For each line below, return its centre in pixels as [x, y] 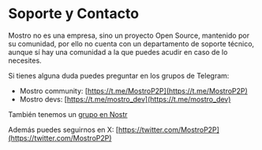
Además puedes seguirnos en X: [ [64, 130]
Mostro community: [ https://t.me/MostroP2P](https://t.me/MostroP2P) [134, 90]
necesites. [25, 60]
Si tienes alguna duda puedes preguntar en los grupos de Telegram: [119, 75]
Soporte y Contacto [74, 14]
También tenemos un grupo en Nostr [68, 114]
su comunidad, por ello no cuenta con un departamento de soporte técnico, [131, 43]
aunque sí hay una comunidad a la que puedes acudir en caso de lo [118, 52]
